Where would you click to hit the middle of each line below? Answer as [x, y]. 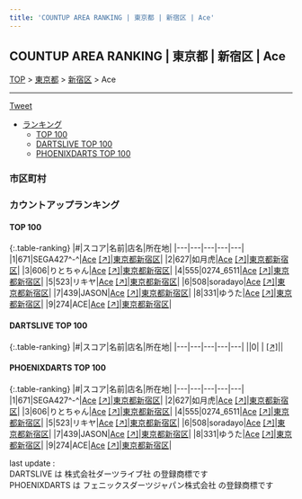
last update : [32, 463]
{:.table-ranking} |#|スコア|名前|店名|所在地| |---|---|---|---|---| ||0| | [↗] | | [147, 346]
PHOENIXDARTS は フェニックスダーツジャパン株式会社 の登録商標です [142, 485]
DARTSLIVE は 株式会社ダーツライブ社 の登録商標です [109, 474]
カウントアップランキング [64, 205]
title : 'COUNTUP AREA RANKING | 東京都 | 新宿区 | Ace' [112, 18]
